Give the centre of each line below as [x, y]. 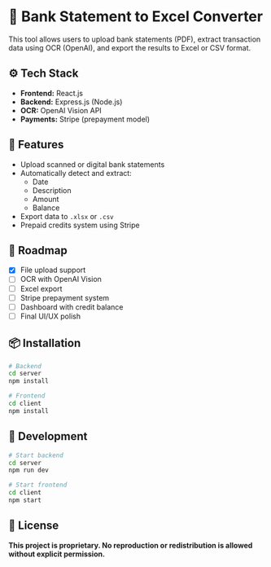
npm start [25, 500]
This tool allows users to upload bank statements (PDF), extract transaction [135, 39]
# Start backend [36, 455]
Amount [46, 199]
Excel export [41, 288]
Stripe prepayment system [65, 297]
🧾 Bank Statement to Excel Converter [135, 17]
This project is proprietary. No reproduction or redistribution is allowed [131, 545]
